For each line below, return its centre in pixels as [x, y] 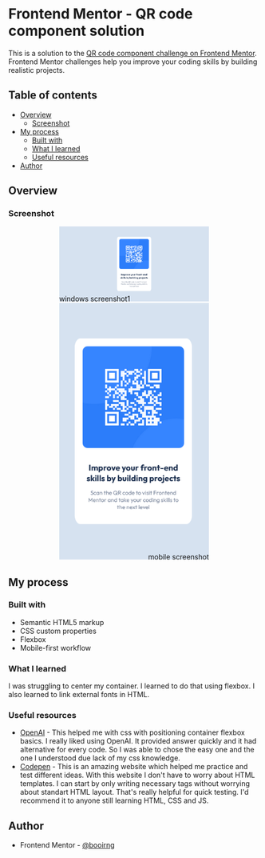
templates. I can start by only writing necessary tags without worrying [134, 784]
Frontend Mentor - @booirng [67, 845]
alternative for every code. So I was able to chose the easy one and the [137, 750]
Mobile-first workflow [55, 648]
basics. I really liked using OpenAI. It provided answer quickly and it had [138, 741]
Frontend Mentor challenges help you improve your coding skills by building [133, 62]
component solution [77, 31]
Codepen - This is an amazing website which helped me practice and [134, 767]
